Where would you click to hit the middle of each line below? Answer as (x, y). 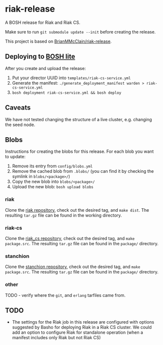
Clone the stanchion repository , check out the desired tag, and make (73, 267)
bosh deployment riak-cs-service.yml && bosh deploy (67, 93)
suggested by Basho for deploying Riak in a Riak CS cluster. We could (82, 327)
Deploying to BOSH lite (40, 57)
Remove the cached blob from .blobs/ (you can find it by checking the (83, 171)
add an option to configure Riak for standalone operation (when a (78, 332)
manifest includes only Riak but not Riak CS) (56, 338)
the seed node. (20, 125)
